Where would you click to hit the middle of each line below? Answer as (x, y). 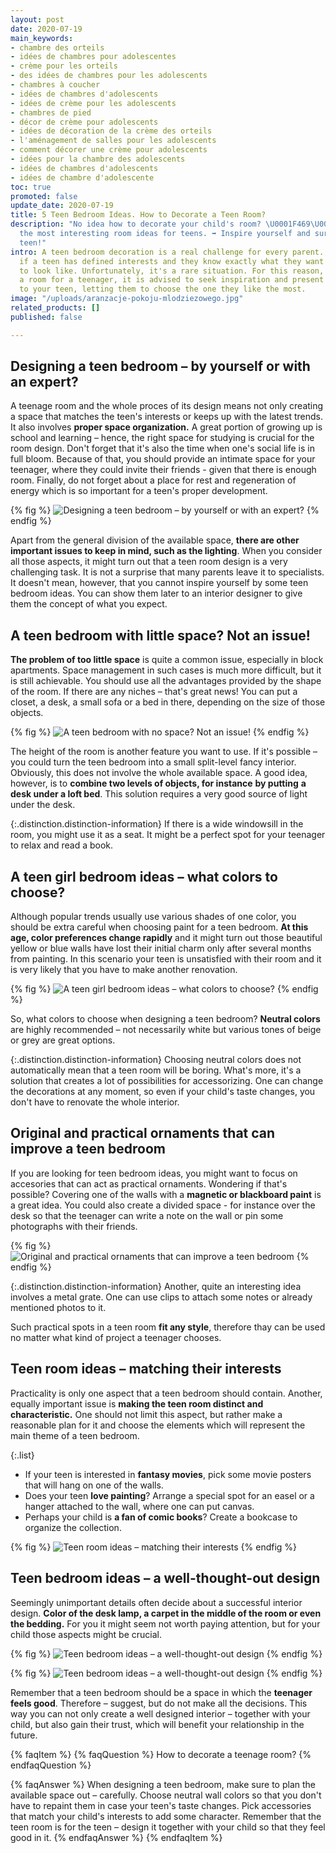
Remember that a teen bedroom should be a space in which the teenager (161, 1692)
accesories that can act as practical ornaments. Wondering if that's (149, 1183)
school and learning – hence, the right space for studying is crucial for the (162, 438)
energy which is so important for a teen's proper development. (139, 491)
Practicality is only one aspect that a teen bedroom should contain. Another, (166, 1393)
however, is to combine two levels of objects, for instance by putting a (158, 783)
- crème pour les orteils (64, 66)
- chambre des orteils (57, 47)
